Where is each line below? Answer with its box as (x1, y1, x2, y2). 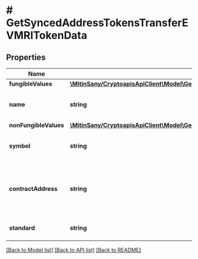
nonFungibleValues (9, 121, 65, 129)
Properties (6, 52, 46, 62)
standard (9, 224, 35, 232)
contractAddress (9, 184, 58, 193)
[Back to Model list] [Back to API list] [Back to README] (6, 247, 141, 253)
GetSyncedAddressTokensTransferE (6, 16, 189, 30)
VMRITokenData (6, 29, 87, 42)
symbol (9, 142, 31, 150)
